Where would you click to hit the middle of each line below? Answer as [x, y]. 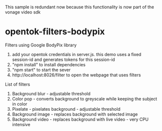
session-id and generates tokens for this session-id [64, 59]
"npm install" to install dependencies [49, 64]
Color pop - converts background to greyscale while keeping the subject [85, 99]
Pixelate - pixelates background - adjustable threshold [66, 109]
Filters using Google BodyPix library [41, 45]
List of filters [18, 84]
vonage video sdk [23, 12]
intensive [21, 124]
